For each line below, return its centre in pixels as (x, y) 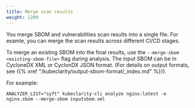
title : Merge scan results (40, 12)
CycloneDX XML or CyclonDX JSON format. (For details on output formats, (98, 65)
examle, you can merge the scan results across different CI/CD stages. (93, 41)
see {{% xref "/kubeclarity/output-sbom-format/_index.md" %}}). (86, 71)
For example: (22, 83)
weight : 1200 (22, 17)
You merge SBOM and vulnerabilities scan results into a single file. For (92, 34)
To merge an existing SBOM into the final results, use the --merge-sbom (93, 52)
